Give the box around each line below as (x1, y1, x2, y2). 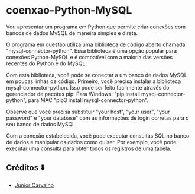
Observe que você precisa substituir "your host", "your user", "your (6, 108, 170, 115)
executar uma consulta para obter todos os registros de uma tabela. (6, 145, 171, 152)
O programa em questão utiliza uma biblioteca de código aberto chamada (6, 41, 186, 48)
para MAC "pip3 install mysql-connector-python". (28, 96, 149, 104)
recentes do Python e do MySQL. (6, 60, 87, 67)
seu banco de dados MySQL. (6, 120, 77, 128)
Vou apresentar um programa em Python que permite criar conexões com (6, 23, 186, 30)
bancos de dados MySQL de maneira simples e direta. (6, 29, 138, 36)
